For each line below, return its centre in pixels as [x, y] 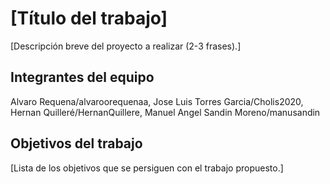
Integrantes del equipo [82, 77]
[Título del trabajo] [89, 18]
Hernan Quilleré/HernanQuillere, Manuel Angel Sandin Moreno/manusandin [165, 112]
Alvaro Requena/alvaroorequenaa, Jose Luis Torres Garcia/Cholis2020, [157, 101]
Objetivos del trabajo [76, 143]
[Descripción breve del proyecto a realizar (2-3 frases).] [126, 46]
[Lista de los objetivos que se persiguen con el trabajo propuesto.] [147, 168]
